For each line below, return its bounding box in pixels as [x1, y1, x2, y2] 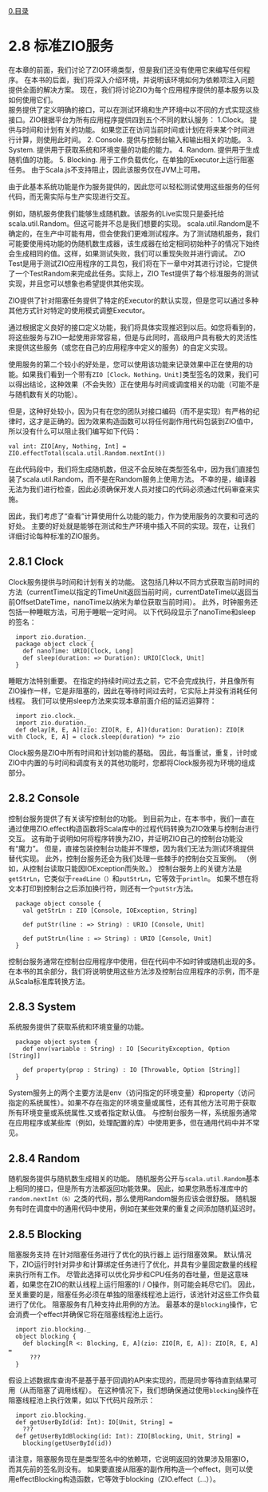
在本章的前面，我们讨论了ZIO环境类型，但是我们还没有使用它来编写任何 [8, 65, 244, 74]
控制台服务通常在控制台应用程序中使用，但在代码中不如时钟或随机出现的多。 [8, 956, 260, 966]
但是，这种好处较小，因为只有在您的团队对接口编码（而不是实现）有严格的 [8, 406, 253, 416]
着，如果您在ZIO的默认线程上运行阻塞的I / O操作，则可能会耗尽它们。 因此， [8, 1280, 259, 1289]
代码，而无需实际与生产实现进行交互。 [8, 192, 134, 201]
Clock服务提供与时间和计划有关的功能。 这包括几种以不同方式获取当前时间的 [8, 577, 260, 586]
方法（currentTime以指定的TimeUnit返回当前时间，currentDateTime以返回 [8, 587, 252, 597]
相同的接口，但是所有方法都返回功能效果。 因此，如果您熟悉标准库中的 [14, 1184, 248, 1193]
